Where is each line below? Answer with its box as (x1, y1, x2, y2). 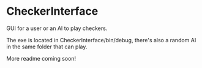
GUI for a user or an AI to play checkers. (6, 25, 108, 32)
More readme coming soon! (6, 55, 77, 62)
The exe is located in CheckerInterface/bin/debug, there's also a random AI (6, 36, 196, 43)
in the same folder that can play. (6, 43, 88, 50)
